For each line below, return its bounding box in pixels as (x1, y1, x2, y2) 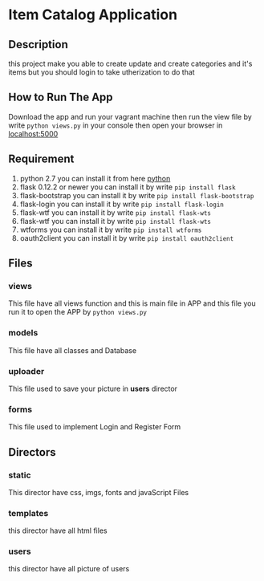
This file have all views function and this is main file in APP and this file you (8, 299, 256, 308)
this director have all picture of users (8, 564, 130, 574)
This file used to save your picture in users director (8, 384, 178, 393)
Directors (8, 445, 56, 459)
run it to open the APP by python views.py (8, 307, 147, 317)
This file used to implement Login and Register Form (8, 422, 181, 432)
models (8, 327, 39, 339)
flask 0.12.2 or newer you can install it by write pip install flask (19, 182, 236, 192)
